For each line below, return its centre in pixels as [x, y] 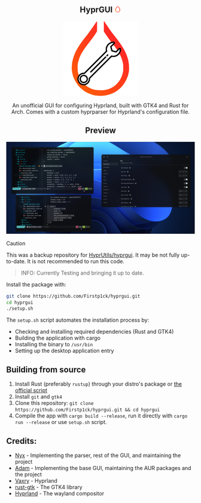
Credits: [22, 441]
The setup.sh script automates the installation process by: [78, 320]
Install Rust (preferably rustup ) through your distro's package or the [98, 384]
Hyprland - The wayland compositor [60, 493]
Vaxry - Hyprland [36, 480]
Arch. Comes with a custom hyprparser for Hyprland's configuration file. [100, 112]
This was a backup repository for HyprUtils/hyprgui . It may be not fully [93, 255]
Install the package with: [36, 284]
